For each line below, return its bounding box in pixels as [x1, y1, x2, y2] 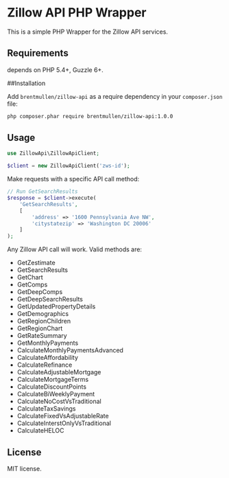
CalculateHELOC [16, 426, 64, 435]
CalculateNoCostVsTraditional [16, 397, 101, 406]
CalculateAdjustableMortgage [16, 368, 101, 376]
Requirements [7, 47, 69, 59]
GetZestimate [16, 259, 56, 267]
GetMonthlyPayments [16, 339, 79, 348]
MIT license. [7, 465, 43, 473]
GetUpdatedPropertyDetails [16, 302, 96, 310]
